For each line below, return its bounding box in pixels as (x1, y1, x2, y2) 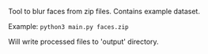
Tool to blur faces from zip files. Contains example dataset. (8, 7, 200, 16)
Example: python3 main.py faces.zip (8, 22, 129, 31)
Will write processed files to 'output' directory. (8, 37, 160, 46)
